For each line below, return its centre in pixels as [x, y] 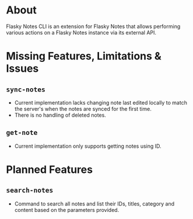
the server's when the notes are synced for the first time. [83, 109]
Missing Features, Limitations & [84, 56]
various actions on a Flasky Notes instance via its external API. [81, 32]
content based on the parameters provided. [67, 210]
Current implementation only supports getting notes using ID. [88, 146]
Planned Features [50, 169]
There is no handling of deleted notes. [60, 115]
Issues [22, 69]
